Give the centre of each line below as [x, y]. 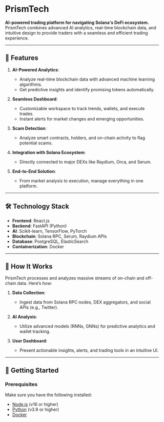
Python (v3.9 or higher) [36, 410]
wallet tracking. [35, 332]
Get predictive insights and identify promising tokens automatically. [87, 89]
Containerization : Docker [38, 246]
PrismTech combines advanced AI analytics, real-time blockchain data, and [81, 27]
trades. [27, 114]
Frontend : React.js [31, 221]
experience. [17, 38]
